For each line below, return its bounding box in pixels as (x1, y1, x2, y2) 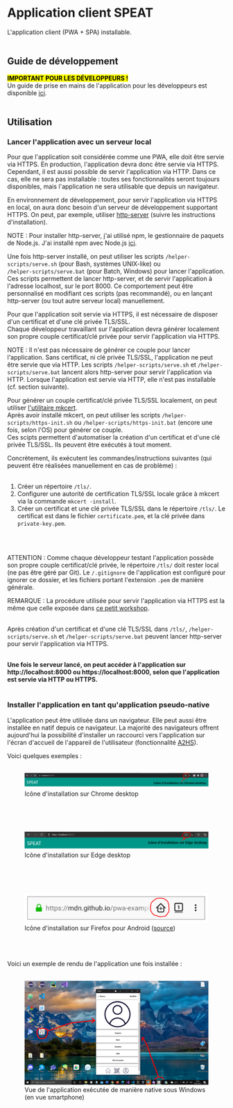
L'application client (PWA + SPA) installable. (7, 28, 132, 36)
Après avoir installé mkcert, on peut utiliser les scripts (7, 411, 161, 419)
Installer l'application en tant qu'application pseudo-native (7, 700, 210, 710)
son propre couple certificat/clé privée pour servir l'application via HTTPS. (7, 332, 221, 341)
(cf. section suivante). (7, 383, 69, 391)
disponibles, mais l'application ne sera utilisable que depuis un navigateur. (7, 182, 220, 191)
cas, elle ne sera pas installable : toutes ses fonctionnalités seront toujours (7, 175, 220, 184)
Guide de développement (7, 56, 119, 67)
